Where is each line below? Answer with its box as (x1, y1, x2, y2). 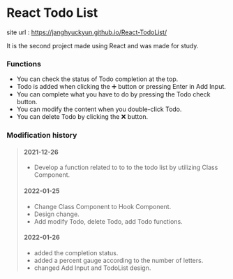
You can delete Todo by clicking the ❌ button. (16, 113, 148, 121)
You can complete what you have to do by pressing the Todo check (16, 90, 211, 99)
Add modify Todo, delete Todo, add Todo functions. (33, 217, 183, 225)
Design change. (33, 210, 80, 218)
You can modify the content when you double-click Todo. (16, 105, 182, 113)
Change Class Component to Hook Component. (33, 202, 172, 210)
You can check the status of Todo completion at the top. (16, 75, 179, 83)
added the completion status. (33, 248, 119, 257)
